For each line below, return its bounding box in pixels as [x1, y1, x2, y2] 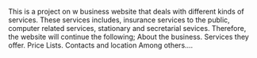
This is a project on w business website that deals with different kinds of [8, 7, 244, 16]
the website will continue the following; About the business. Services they [8, 32, 250, 41]
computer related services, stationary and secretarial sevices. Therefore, [8, 24, 247, 33]
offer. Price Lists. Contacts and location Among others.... [8, 41, 194, 50]
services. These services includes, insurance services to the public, [8, 15, 230, 25]
